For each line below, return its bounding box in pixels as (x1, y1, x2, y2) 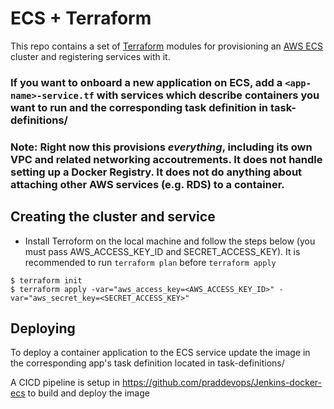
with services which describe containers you (96, 88, 320, 102)
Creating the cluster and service (10, 208, 216, 226)
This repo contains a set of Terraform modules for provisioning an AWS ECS (10, 40, 323, 52)
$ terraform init (10, 275, 83, 286)
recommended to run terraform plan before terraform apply (24, 256, 277, 268)
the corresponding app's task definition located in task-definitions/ (10, 357, 285, 369)
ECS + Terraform (10, 7, 152, 30)
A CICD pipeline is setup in (10, 377, 120, 389)
